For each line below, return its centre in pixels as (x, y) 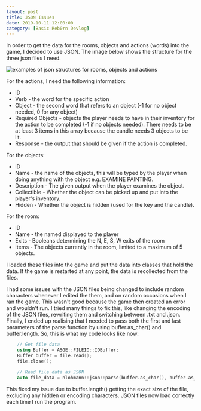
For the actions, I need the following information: (66, 81)
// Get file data (39, 345)
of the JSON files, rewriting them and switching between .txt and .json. (93, 315)
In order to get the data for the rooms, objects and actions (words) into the (98, 45)
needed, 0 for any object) (46, 112)
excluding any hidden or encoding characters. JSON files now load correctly (100, 395)
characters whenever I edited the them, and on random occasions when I (96, 296)
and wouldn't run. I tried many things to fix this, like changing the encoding (98, 308)
